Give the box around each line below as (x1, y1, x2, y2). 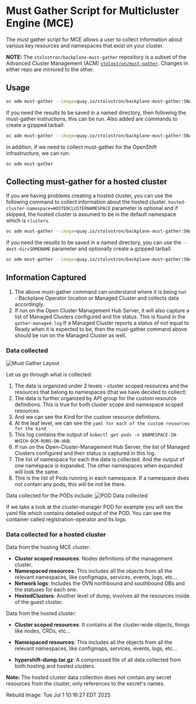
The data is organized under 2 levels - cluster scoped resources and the (14, 382, 188, 390)
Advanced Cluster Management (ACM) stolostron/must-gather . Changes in (6, 60, 188, 67)
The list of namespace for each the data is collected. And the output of (14, 456, 185, 463)
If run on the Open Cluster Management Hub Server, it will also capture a (14, 307, 190, 314)
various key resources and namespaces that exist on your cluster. (6, 42, 164, 49)
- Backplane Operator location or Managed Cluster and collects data (14, 294, 179, 301)
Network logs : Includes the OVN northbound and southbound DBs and (14, 580, 185, 587)
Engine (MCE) (6, 16, 74, 30)
